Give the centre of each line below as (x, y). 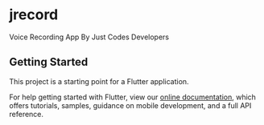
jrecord (34, 15)
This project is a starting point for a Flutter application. (99, 81)
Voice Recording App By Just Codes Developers (89, 37)
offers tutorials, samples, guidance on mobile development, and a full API (130, 105)
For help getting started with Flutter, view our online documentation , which (133, 97)
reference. (26, 114)
